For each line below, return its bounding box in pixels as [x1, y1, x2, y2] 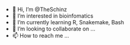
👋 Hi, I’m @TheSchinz [12, 6, 67, 13]
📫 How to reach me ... [12, 32, 69, 39]
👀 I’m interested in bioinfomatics [12, 12, 94, 19]
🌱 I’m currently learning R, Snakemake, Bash [12, 19, 124, 26]
